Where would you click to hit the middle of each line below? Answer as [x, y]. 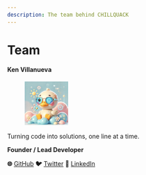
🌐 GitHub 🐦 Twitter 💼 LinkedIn [51, 164]
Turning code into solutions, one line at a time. [73, 137]
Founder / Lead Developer [46, 150]
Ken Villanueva [30, 70]
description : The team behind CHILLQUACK [68, 15]
